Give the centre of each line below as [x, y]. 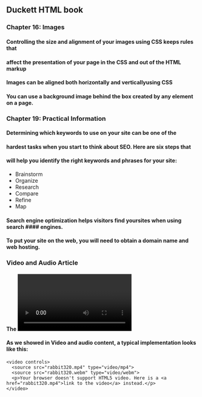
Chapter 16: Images [35, 27]
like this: [17, 349]
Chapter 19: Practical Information [56, 118]
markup [16, 69]
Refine [23, 200]
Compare [27, 193]
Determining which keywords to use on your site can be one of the [92, 133]
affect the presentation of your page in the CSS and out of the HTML [94, 62]
